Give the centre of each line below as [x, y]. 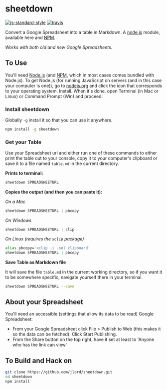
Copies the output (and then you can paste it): [54, 192]
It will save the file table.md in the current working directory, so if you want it [84, 272]
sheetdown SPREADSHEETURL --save [40, 286]
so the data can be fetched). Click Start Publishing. [65, 334]
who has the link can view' [40, 345]
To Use [16, 63]
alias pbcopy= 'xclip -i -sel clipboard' [48, 248]
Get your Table [23, 142]
